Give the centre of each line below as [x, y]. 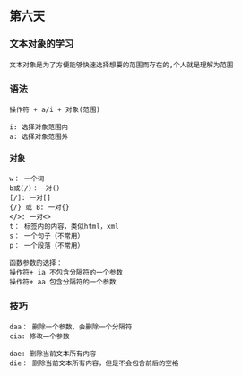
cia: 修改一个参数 [39, 337]
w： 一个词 [27, 179]
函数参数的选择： [36, 263]
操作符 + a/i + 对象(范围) [55, 109]
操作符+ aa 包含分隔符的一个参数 [63, 282]
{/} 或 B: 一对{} [39, 208]
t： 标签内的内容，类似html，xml [64, 227]
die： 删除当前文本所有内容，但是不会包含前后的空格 [94, 363]
